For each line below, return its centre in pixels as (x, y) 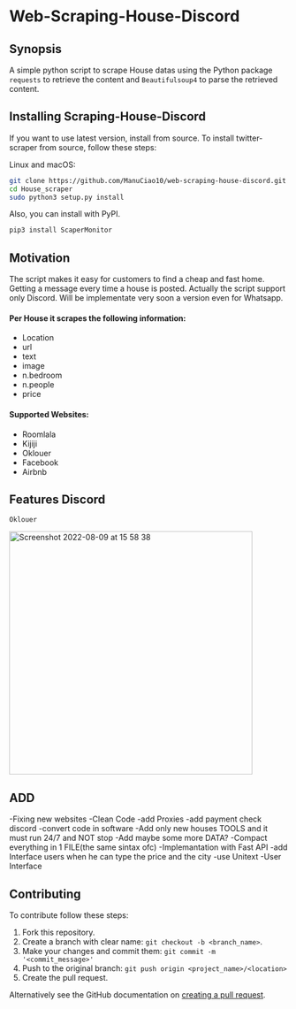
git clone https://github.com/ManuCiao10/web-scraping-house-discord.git (148, 180)
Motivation (40, 258)
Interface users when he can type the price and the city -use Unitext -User (145, 857)
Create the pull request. (65, 977)
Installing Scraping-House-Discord (107, 117)
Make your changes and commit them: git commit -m (119, 951)
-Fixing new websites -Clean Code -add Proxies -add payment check (136, 819)
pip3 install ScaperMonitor (61, 230)
